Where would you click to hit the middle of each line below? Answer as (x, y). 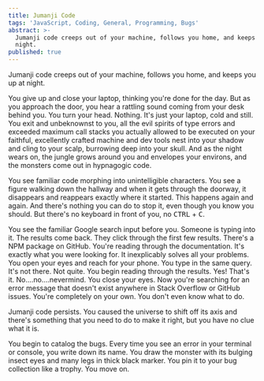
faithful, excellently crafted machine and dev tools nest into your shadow (126, 140)
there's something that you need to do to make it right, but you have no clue (131, 320)
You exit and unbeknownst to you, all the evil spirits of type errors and (122, 123)
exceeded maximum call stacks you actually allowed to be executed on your (132, 132)
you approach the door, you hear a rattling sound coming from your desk (126, 106)
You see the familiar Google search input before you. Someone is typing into (132, 229)
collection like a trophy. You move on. (69, 369)
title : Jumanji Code (42, 15)
